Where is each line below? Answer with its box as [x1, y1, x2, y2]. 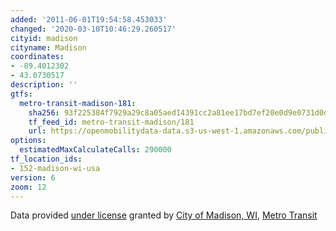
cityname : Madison [10, 42, 87, 53]
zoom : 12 [10, 182, 47, 192]
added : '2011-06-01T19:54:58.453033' [10, 14, 168, 25]
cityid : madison [10, 33, 78, 43]
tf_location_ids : [10, 154, 83, 164]
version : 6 [10, 172, 56, 183]
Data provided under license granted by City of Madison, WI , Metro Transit [10, 209, 318, 221]
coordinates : [10, 52, 65, 62]
